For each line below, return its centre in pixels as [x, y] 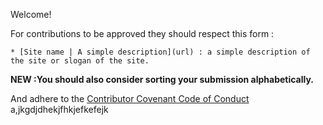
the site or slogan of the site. [80, 61]
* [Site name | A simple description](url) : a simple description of [160, 52]
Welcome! [31, 14]
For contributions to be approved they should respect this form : [142, 33]
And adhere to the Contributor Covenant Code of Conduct [130, 98]
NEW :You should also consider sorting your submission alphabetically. [162, 79]
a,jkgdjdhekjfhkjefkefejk [59, 109]
